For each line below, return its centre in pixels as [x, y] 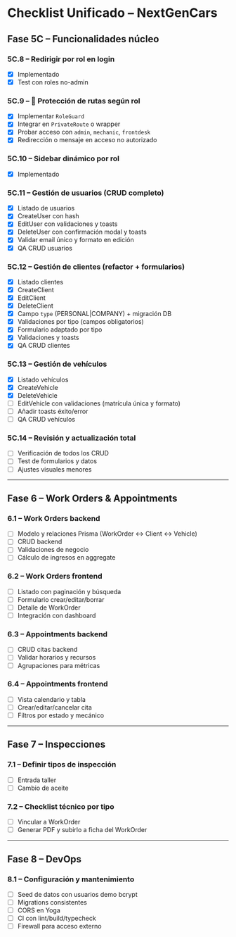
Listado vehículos [43, 379]
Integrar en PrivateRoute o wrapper [69, 124]
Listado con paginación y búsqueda [69, 591]
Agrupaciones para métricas [59, 665]
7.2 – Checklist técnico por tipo [61, 806]
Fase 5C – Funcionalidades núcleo [83, 39]
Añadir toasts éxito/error [53, 411]
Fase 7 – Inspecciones [57, 744]
